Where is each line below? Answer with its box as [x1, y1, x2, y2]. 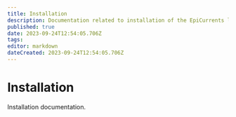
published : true [7, 23, 55, 30]
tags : [7, 36, 23, 43]
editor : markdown [7, 43, 58, 50]
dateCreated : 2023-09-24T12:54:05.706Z [7, 50, 124, 57]
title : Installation [7, 10, 68, 18]
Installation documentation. [7, 102, 86, 111]
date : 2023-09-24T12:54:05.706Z [7, 29, 102, 37]
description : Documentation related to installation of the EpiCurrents [7, 17, 225, 24]
